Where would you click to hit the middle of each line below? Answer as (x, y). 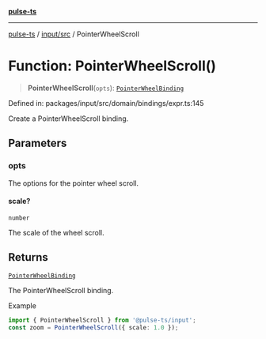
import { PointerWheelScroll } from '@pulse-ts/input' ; (102, 320)
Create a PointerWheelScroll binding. (68, 119)
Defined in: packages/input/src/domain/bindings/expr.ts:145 (106, 103)
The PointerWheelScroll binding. (61, 290)
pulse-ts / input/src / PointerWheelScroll (74, 34)
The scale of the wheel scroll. (56, 232)
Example (23, 305)
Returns (28, 257)
